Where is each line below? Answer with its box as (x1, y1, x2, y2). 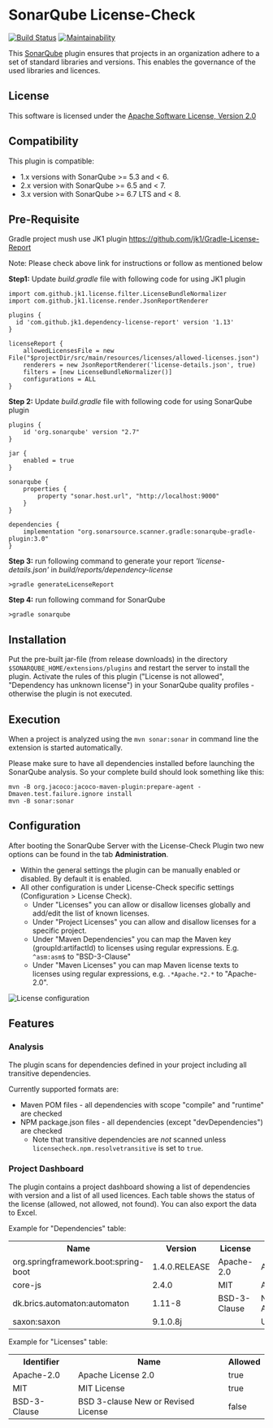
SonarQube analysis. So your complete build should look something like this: (8, 767, 265, 777)
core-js (12, 1279, 42, 1291)
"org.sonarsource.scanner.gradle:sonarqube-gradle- (77, 528, 256, 536)
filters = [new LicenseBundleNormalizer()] (23, 368, 173, 377)
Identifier (23, 1356, 60, 1367)
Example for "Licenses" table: (8, 1336, 108, 1347)
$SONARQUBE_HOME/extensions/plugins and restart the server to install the (8, 663, 250, 673)
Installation (8, 633, 67, 647)
